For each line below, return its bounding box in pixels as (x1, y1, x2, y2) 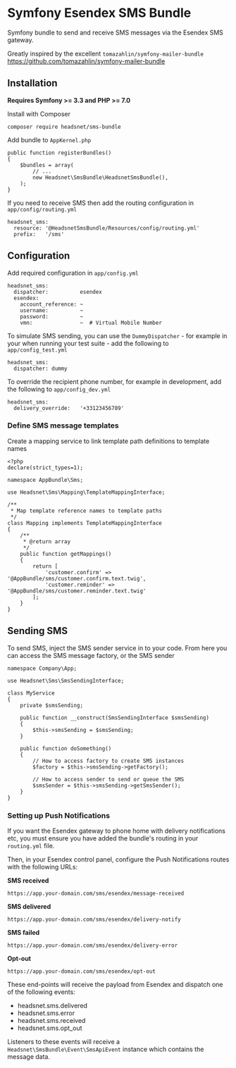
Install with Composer (7, 109, 70, 118)
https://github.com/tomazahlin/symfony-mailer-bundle (7, 56, 166, 65)
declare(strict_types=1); (7, 464, 83, 471)
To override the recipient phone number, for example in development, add (7, 377, 222, 385)
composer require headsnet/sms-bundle (7, 123, 121, 130)
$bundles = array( (20, 161, 74, 168)
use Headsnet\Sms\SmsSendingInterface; (7, 677, 125, 684)
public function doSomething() (20, 745, 112, 752)
